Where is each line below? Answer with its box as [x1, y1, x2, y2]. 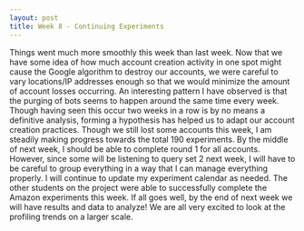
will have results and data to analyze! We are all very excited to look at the [9, 201, 286, 212]
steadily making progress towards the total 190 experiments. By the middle [9, 134, 289, 145]
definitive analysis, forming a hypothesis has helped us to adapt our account [9, 115, 295, 126]
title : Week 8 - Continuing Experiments [9, 22, 165, 31]
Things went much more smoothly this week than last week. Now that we [9, 46, 283, 57]
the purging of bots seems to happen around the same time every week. [9, 95, 279, 105]
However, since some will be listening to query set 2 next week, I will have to [9, 153, 296, 164]
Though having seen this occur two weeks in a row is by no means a [9, 105, 266, 115]
